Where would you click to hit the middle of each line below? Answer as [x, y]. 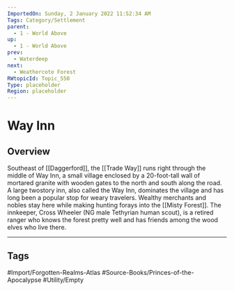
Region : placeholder [37, 91]
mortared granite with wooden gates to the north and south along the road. [115, 183]
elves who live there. [37, 228]
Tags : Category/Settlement [46, 20]
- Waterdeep [31, 59]
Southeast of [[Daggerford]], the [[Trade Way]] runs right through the [107, 168]
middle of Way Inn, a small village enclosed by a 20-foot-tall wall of [104, 175]
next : [15, 65]
